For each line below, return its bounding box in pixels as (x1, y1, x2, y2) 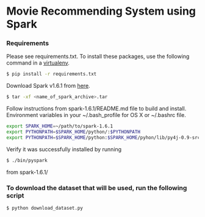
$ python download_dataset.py (6, 205, 84, 212)
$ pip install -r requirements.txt (6, 71, 97, 77)
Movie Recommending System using (6, 4, 196, 18)
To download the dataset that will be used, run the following (6, 183, 187, 192)
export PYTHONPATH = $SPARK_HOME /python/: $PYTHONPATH (6, 129, 140, 135)
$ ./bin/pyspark (6, 157, 48, 163)
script (6, 191, 24, 199)
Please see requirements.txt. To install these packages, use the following (6, 53, 190, 60)
